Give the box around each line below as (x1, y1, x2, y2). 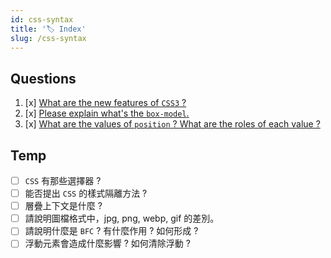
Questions (10, 70, 77, 87)
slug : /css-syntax (10, 33, 87, 43)
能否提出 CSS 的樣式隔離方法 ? (24, 187, 148, 200)
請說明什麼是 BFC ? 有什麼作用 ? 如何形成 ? (24, 225, 199, 237)
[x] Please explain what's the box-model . (24, 107, 190, 120)
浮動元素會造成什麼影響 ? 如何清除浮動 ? (24, 237, 191, 250)
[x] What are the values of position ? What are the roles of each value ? (24, 118, 321, 130)
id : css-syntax (10, 14, 74, 25)
